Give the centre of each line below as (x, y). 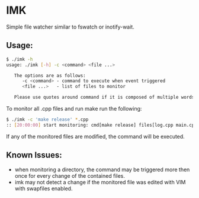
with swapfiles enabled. (44, 188)
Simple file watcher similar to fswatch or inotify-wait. (70, 27)
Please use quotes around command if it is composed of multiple (96, 98)
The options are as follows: (50, 76)
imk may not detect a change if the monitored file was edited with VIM (100, 182)
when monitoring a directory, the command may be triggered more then (102, 169)
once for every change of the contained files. (70, 175)
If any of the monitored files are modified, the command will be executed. (95, 136)
